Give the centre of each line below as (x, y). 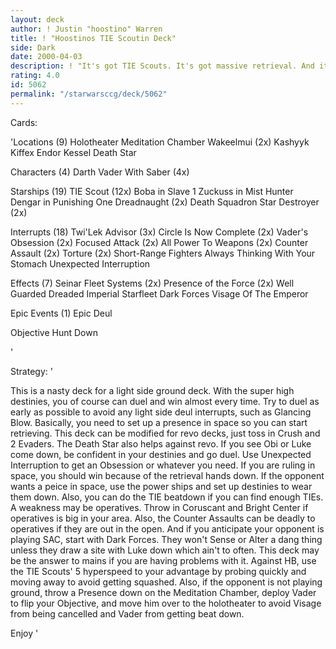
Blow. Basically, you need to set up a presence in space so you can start (159, 422)
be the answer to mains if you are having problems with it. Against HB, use (163, 560)
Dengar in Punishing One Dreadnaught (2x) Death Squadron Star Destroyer (165, 202)
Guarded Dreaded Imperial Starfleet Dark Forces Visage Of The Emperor (159, 293)
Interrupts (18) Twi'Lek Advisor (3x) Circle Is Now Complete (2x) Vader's (159, 232)
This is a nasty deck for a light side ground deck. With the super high (152, 390)
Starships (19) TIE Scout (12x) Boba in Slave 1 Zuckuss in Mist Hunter (152, 191)
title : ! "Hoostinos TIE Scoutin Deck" (93, 38)
